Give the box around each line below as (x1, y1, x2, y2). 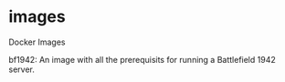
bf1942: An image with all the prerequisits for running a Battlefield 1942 (8, 54, 276, 65)
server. (8, 64, 36, 75)
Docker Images (8, 36, 66, 47)
